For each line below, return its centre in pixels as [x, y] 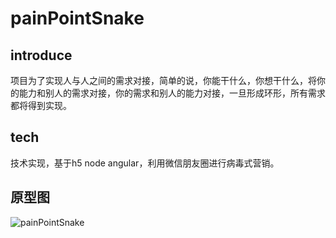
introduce [41, 55]
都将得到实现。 [41, 105]
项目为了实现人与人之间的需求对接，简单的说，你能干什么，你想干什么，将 [163, 80]
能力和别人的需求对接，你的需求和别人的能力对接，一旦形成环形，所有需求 [172, 93]
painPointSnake [77, 18]
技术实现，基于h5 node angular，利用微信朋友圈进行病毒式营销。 [145, 163]
